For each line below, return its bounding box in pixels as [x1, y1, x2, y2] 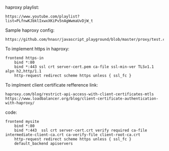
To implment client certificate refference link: [5, 82, 98, 88]
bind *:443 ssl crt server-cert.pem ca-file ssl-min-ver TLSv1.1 [14, 64, 154, 69]
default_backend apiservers [14, 141, 73, 146]
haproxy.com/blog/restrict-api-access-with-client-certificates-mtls [5, 92, 154, 97]
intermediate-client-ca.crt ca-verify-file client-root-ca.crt [5, 132, 141, 137]
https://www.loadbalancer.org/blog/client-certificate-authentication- [5, 96, 158, 101]
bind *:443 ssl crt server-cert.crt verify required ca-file [14, 128, 147, 133]
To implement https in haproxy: [5, 46, 69, 52]
